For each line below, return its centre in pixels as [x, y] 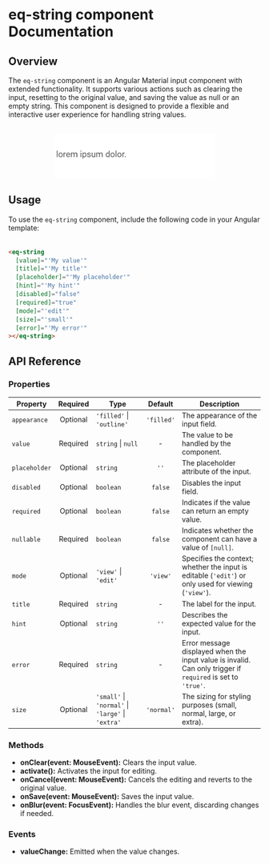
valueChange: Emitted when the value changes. [100, 852]
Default [161, 404]
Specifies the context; [217, 558]
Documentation [61, 32]
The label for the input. [219, 604]
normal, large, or [209, 714]
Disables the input [211, 482]
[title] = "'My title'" [52, 269]
